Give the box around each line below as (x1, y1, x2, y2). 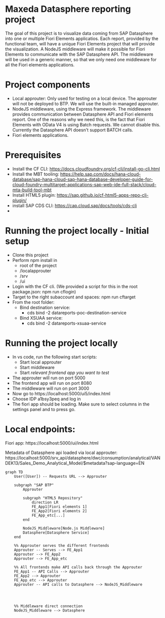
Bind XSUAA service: (19, 315, 63, 321)
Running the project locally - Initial (5, 225, 149, 236)
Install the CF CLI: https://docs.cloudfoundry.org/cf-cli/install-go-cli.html (12, 165, 160, 171)
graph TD (5, 469, 23, 475)
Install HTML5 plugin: (12, 192, 56, 198)
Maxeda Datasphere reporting (5, 3, 131, 15)
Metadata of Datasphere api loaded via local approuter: (5, 450, 118, 455)
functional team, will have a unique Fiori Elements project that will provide (5, 41, 155, 46)
